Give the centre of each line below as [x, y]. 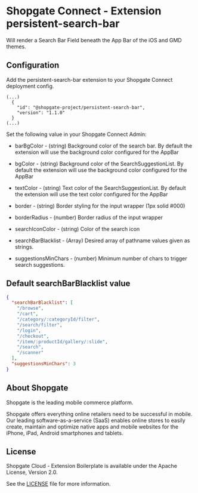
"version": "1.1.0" [41, 113]
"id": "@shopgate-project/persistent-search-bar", [81, 107]
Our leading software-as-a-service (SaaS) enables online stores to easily [96, 420]
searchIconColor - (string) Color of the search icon [77, 229]
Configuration [33, 65]
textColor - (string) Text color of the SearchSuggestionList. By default [100, 188]
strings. [24, 246]
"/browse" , [30, 309]
